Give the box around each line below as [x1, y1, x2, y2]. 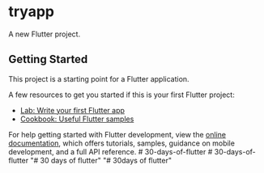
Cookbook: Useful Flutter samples [19, 114, 134, 124]
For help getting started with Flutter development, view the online [8, 129, 227, 139]
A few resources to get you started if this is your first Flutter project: [8, 90, 235, 99]
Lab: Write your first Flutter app [19, 105, 126, 115]
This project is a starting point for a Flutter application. [8, 74, 189, 83]
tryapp [8, 2, 55, 21]
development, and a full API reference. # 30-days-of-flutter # [8, 146, 213, 156]
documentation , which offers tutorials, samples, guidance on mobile [8, 138, 235, 148]
